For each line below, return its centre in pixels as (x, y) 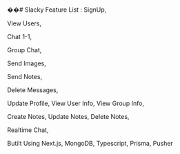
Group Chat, (24, 50)
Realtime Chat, (28, 130)
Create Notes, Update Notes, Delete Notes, (68, 117)
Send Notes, (25, 77)
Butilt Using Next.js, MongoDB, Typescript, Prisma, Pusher (90, 143)
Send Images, (27, 63)
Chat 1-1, (20, 37)
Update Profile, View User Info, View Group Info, (76, 103)
